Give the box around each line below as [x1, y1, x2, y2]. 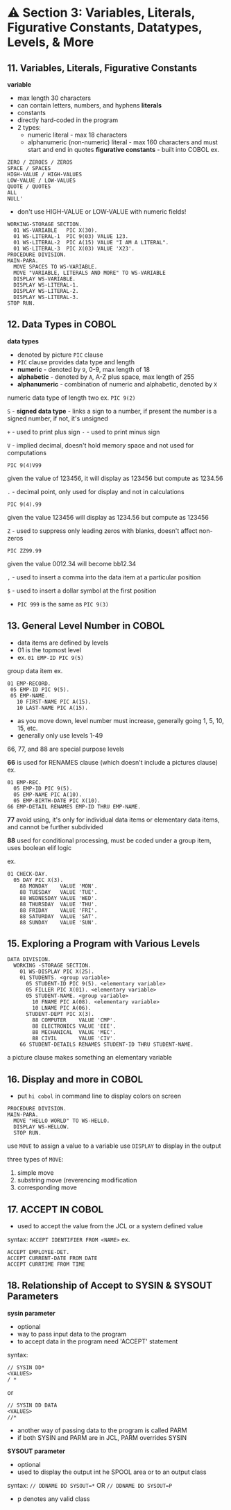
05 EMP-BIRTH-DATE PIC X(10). [13, 797, 101, 804]
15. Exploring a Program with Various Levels [7, 938, 200, 950]
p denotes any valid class [17, 1494, 90, 1503]
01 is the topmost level [17, 645, 82, 654]
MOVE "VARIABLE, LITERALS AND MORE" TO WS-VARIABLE [13, 269, 166, 276]
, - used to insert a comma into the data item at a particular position [7, 572, 201, 581]
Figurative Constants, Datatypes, [7, 19, 203, 35]
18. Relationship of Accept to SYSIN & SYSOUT [7, 1280, 213, 1291]
